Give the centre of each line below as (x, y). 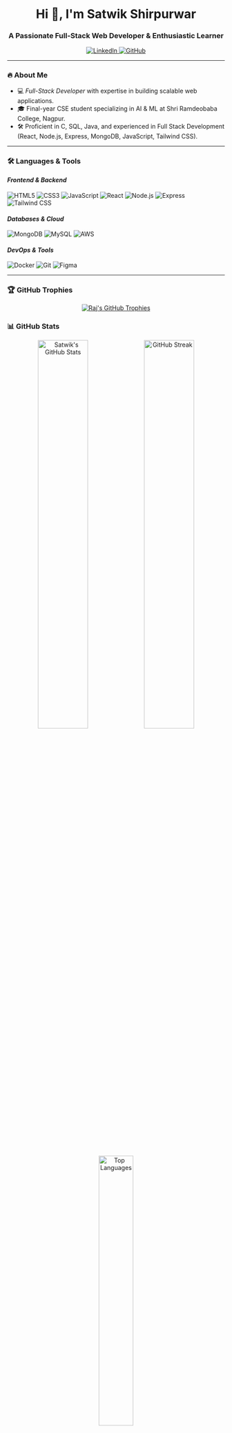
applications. (35, 100)
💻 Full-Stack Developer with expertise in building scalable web (107, 91)
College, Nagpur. (41, 118)
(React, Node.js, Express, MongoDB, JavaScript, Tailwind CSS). (107, 136)
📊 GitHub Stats (33, 326)
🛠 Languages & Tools (44, 161)
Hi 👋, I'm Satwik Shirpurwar (116, 14)
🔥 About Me (28, 75)
